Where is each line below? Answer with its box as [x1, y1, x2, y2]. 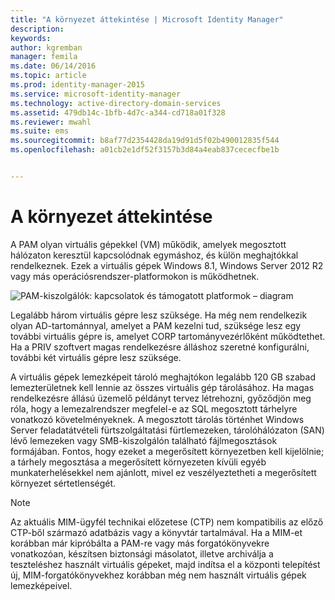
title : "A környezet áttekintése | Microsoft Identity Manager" [10, 14, 284, 25]
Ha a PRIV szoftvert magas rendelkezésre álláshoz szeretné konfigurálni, [10, 341, 310, 353]
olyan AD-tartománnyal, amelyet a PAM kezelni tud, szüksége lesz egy [10, 319, 302, 331]
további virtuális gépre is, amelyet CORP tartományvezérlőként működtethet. [10, 330, 326, 342]
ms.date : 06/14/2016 [10, 61, 97, 71]
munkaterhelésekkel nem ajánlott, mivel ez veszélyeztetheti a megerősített [10, 466, 317, 478]
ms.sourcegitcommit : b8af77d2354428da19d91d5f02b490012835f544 [10, 136, 280, 146]
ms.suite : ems [10, 126, 70, 136]
